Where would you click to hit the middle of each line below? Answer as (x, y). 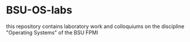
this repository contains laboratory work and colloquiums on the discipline (95, 26)
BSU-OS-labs (39, 10)
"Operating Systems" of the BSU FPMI (52, 32)
